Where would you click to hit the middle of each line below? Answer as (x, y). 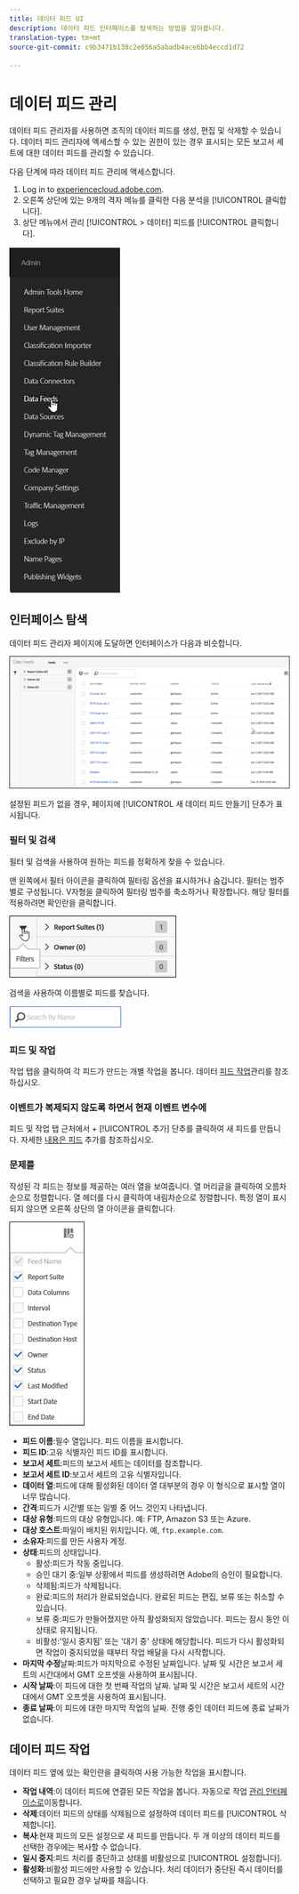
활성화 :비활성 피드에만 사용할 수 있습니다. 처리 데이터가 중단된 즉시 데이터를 (153, 1869)
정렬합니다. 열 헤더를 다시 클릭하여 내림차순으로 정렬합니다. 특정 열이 (151, 1197)
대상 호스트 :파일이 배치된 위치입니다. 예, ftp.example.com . (123, 1529)
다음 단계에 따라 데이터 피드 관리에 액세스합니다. (93, 172)
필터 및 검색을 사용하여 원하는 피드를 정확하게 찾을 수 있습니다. (117, 861)
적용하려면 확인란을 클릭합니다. (63, 902)
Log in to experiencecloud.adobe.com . (93, 189)
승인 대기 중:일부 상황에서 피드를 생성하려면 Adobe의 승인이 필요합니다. (159, 1574)
